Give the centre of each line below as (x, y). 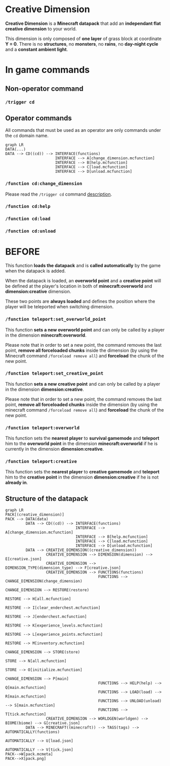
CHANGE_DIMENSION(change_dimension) (44, 581)
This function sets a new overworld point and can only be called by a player (85, 330)
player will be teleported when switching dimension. (59, 307)
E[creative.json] (24, 559)
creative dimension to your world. (41, 28)
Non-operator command (44, 88)
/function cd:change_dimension (44, 184)
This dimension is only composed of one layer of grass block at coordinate (83, 39)
